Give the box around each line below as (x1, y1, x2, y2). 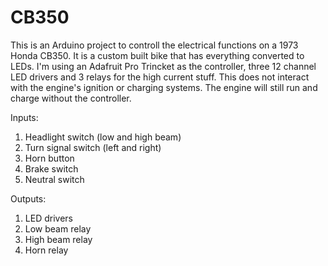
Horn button (24, 152, 75, 164)
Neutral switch (24, 173, 85, 185)
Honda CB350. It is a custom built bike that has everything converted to (10, 49, 305, 61)
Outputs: (10, 192, 47, 205)
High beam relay (24, 233, 93, 245)
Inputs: (10, 111, 39, 123)
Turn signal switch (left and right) (24, 141, 162, 153)
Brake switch (24, 162, 79, 175)
